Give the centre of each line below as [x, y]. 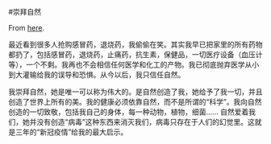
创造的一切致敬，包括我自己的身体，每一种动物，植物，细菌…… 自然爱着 [129, 112]
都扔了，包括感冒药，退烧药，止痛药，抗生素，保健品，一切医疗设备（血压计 [135, 54]
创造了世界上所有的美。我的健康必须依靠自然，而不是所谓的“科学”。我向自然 [135, 102]
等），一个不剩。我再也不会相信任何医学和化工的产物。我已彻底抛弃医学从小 [134, 64]
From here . [27, 28]
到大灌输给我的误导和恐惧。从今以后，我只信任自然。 [97, 74]
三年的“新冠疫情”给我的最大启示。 [71, 132]
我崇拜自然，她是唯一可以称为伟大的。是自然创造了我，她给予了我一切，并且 [135, 92]
